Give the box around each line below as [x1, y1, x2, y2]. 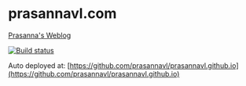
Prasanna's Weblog [8, 30, 72, 40]
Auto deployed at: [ [8, 60, 71, 70]
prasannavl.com [8, 5, 117, 23]
